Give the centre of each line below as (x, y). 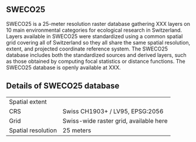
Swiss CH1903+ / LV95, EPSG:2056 (113, 111)
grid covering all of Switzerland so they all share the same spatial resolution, (98, 42)
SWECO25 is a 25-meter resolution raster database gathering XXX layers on (98, 23)
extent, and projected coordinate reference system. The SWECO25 (87, 49)
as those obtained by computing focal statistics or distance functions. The (96, 61)
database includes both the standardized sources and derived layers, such (96, 55)
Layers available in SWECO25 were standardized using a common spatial (94, 36)
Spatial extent (28, 102)
